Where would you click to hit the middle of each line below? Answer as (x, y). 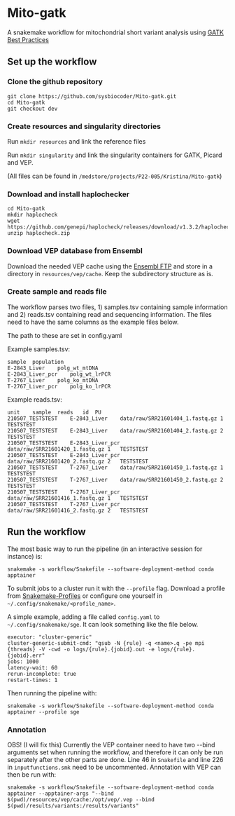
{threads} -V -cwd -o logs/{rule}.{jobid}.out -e (81, 649)
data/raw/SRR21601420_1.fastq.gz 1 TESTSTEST (78, 449)
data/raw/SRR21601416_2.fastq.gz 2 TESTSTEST (78, 510)
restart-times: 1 (33, 680)
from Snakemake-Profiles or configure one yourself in (85, 596)
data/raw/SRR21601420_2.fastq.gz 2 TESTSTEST (78, 461)
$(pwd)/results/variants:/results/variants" (73, 805)
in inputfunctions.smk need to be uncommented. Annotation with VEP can (114, 767)
